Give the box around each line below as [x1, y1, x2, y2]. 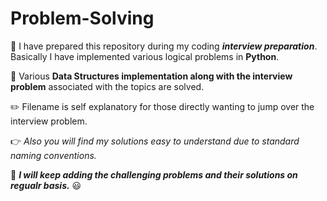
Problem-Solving [10, 7, 155, 30]
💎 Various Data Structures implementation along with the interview [10, 70, 293, 82]
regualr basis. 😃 [10, 179, 82, 191]
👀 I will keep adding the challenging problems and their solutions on [10, 168, 298, 181]
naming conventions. [10, 149, 97, 161]
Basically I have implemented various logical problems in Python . [10, 50, 280, 62]
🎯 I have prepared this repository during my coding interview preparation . [10, 40, 318, 52]
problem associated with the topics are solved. [10, 80, 205, 92]
